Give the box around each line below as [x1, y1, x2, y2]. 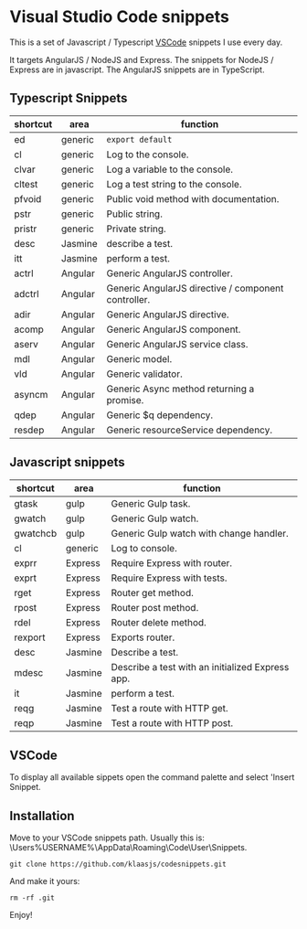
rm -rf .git [9, 893, 55, 902]
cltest [14, 177, 38, 190]
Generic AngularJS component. [106, 323, 241, 336]
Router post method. [111, 601, 199, 614]
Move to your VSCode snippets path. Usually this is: [9, 832, 206, 843]
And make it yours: [9, 876, 80, 887]
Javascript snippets [9, 454, 125, 470]
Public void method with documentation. [106, 192, 280, 205]
